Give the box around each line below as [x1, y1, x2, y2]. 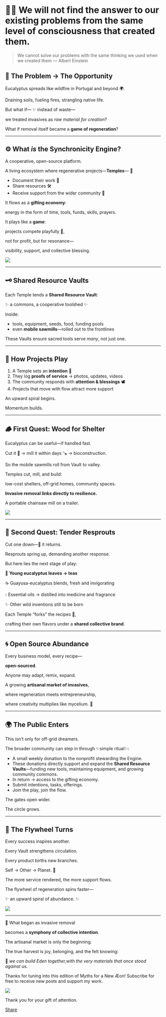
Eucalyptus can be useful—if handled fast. [5, 440, 91, 446]
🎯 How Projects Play [5, 355, 68, 363]
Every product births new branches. [5, 858, 78, 864]
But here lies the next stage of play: [5, 560, 78, 566]
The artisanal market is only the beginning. [5, 939, 92, 945]
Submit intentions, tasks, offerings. [12, 782, 83, 788]
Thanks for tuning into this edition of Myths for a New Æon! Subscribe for [5, 973, 155, 979]
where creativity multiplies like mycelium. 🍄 [5, 701, 93, 707]
